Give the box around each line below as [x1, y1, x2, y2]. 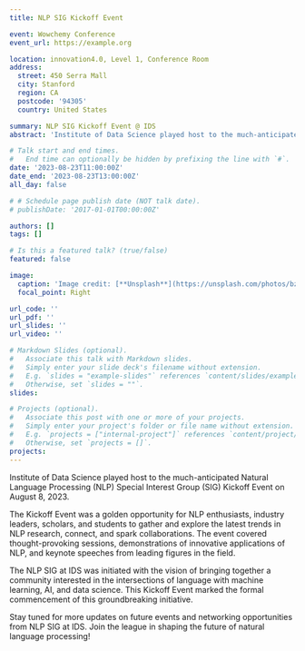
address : [9, 63, 43, 73]
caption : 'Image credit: [17, 279, 112, 289]
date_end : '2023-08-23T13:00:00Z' [9, 172, 141, 181]
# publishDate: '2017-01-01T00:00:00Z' [9, 205, 161, 214]
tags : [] [9, 230, 43, 239]
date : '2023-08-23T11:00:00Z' [9, 163, 124, 173]
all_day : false [9, 180, 67, 189]
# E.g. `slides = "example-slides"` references [9, 371, 202, 380]
